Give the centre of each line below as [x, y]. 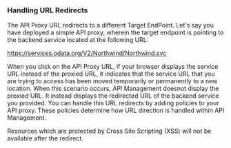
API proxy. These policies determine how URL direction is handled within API [116, 110]
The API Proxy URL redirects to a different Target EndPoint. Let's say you [110, 25]
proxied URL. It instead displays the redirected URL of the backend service [113, 96]
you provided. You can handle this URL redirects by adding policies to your [113, 103]
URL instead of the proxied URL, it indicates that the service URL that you [111, 74]
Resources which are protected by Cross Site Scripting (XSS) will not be [109, 131]
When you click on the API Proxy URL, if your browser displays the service [113, 67]
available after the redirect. [46, 138]
